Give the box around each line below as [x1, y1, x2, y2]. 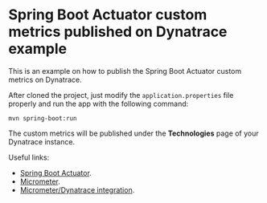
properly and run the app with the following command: [8, 99, 189, 108]
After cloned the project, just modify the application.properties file [8, 90, 234, 99]
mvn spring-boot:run [8, 114, 78, 122]
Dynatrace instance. [8, 136, 75, 146]
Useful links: [8, 152, 50, 162]
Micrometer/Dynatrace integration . [19, 185, 135, 194]
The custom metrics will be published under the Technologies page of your [8, 128, 259, 138]
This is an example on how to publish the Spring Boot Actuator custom [8, 66, 242, 75]
